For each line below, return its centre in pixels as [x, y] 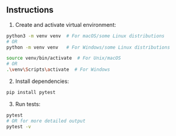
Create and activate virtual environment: [65, 24]
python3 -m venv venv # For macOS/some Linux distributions [86, 36]
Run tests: [28, 104]
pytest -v [19, 127]
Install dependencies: [42, 81]
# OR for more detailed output [46, 121]
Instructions [30, 10]
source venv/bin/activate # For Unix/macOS [64, 58]
